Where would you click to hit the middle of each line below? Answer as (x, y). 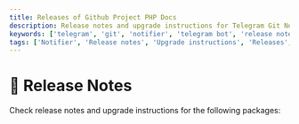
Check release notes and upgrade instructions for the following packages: (145, 111)
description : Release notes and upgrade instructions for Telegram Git (145, 26)
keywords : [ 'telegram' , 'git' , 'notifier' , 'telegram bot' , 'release (141, 34)
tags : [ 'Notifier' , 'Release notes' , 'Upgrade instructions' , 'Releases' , (151, 42)
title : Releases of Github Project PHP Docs (93, 17)
